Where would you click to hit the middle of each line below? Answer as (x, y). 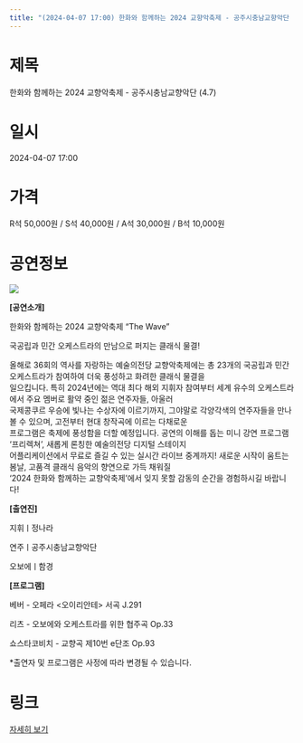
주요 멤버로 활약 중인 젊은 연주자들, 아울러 (99, 399)
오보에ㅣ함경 (32, 567)
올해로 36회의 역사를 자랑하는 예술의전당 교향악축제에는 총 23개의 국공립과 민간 (149, 365)
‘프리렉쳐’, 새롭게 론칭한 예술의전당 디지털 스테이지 (98, 444)
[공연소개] (27, 308)
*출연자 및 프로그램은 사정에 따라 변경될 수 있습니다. (100, 662)
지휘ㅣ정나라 (32, 528)
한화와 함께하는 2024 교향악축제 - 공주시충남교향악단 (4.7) (113, 92)
